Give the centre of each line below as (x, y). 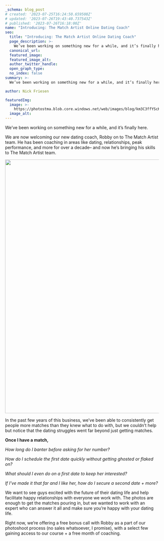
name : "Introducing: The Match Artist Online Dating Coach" (68, 28)
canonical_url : (25, 50)
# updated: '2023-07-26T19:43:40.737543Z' (49, 19)
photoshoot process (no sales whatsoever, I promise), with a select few (77, 528)
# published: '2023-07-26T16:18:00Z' (43, 23)
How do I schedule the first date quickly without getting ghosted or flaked (79, 459)
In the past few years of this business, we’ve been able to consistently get (79, 420)
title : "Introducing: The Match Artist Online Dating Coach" (73, 37)
